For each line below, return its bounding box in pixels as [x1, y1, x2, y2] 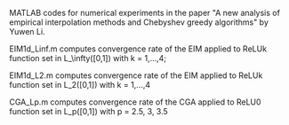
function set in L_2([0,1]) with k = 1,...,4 [9, 80, 151, 90]
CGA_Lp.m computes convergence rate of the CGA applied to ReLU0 [9, 97, 261, 107]
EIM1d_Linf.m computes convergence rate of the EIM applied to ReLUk [9, 43, 268, 54]
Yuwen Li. [9, 27, 46, 36]
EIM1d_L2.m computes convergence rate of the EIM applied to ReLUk [9, 70, 263, 81]
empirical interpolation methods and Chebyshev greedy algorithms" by [9, 17, 269, 27]
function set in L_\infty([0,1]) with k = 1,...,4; [9, 53, 167, 63]
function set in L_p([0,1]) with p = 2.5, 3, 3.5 [9, 106, 169, 116]
